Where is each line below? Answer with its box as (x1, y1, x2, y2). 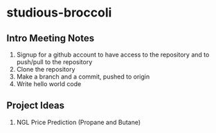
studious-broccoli (6, 5, 112, 21)
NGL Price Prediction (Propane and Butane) (16, 118, 141, 126)
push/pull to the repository (16, 58, 93, 66)
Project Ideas (6, 100, 65, 112)
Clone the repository (16, 65, 75, 73)
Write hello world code (16, 80, 82, 88)
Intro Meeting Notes (6, 32, 95, 44)
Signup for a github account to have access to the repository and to (16, 50, 210, 59)
